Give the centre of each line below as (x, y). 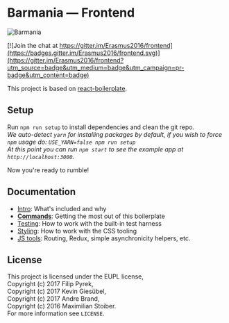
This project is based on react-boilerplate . (67, 88)
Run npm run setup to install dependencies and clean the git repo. (101, 127)
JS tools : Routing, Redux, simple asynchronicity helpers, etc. (104, 238)
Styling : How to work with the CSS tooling (77, 231)
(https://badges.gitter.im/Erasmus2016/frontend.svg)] (84, 53)
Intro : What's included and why (62, 208)
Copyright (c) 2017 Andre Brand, (53, 299)
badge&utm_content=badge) (48, 75)
